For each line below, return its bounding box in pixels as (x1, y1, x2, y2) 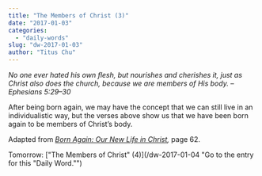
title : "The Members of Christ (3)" (8, 11, 129, 20)
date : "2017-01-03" (8, 19, 73, 27)
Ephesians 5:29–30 (8, 87, 71, 96)
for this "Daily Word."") (8, 159, 83, 167)
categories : (8, 26, 47, 34)
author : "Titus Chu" (8, 48, 77, 56)
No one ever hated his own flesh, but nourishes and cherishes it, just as (8, 71, 243, 79)
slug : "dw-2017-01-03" (8, 41, 83, 49)
